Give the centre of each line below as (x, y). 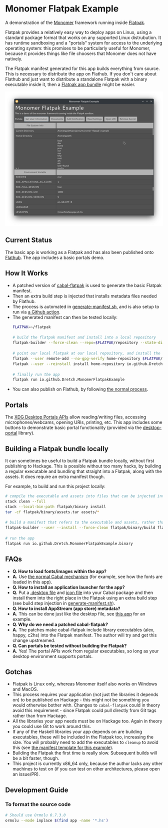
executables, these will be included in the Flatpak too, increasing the (83, 737)
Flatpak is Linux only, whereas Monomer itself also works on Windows (85, 684)
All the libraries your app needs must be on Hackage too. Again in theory (87, 721)
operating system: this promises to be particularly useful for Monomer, (78, 48)
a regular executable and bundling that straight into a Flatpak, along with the (84, 471)
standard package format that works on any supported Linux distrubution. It (83, 37)
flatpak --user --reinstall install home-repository (68, 364)
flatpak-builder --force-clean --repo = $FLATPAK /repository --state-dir (88, 343)
